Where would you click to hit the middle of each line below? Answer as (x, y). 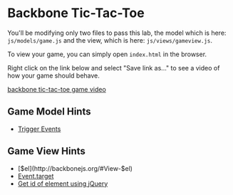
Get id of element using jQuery (63, 184)
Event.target (36, 176)
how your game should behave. (53, 75)
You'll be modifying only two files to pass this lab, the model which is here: (117, 33)
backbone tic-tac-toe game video (57, 89)
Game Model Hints (49, 112)
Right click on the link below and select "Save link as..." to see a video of (114, 68)
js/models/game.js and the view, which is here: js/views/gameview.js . (110, 40)
